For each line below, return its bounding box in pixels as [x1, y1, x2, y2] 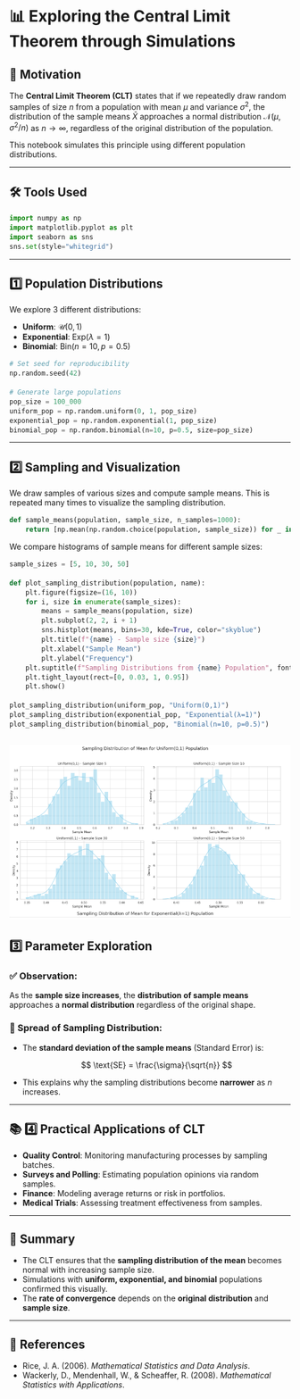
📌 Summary [9, 1231, 76, 1246]
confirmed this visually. [21, 1284, 108, 1295]
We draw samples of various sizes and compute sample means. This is [9, 487, 271, 499]
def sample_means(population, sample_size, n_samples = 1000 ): [9, 516, 242, 525]
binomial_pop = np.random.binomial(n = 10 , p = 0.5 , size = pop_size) [9, 425, 254, 435]
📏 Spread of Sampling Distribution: [9, 1022, 162, 1035]
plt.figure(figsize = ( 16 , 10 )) [25, 587, 138, 597]
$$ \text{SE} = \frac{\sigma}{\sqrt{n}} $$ [80, 1059, 233, 1070]
